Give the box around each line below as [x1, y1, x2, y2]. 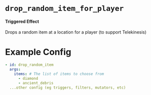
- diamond [18, 76, 38, 81]
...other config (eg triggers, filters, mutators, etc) [9, 85, 126, 90]
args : [9, 67, 21, 72]
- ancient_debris [18, 80, 54, 85]
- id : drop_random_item [5, 62, 54, 67]
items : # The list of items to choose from [14, 72, 104, 76]
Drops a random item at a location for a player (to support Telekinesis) [5, 29, 147, 35]
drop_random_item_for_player [5, 4, 124, 13]
